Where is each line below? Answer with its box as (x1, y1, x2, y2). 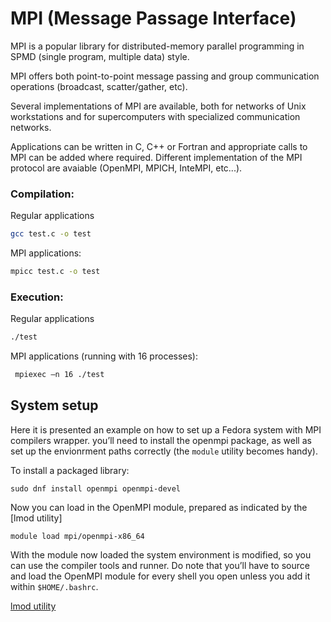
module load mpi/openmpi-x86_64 (10, 531, 145, 541)
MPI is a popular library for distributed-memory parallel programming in (10, 40, 305, 52)
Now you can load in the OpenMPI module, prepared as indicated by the (10, 501, 308, 513)
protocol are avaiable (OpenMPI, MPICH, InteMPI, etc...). (10, 162, 243, 174)
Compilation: (10, 187, 75, 201)
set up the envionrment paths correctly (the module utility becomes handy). (10, 445, 318, 457)
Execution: (10, 290, 64, 304)
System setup (10, 397, 99, 414)
